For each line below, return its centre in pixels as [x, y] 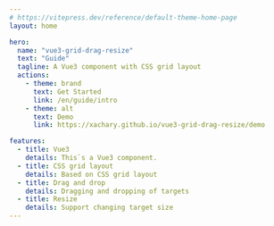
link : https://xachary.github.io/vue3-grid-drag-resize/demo [149, 125]
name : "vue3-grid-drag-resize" [75, 50]
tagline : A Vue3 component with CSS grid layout [109, 67]
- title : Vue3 [43, 150]
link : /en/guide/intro [75, 100]
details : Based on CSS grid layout [91, 174]
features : [28, 141]
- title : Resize [47, 199]
